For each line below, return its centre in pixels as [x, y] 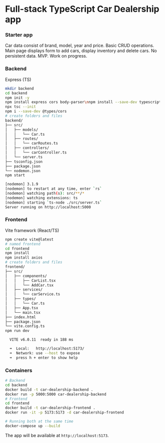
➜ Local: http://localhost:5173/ [47, 349]
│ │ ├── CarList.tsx [30, 281]
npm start [15, 176]
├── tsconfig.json [24, 162]
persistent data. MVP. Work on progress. [46, 56]
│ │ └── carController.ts [36, 153]
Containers [19, 370]
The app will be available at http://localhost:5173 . [57, 435]
